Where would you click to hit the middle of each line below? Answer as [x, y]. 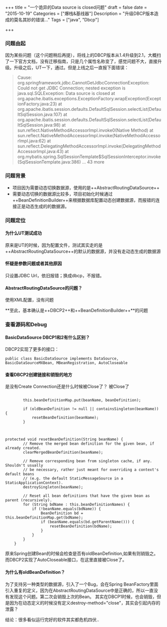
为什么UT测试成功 [24, 233]
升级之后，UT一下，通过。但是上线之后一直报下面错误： [71, 68]
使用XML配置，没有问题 [30, 300]
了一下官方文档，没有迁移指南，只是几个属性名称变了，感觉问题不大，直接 [81, 62]
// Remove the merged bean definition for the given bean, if [89, 444]
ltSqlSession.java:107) [40, 115]
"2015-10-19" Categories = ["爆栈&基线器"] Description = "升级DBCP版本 [80, 13]
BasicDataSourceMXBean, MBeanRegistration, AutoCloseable [66, 363]
